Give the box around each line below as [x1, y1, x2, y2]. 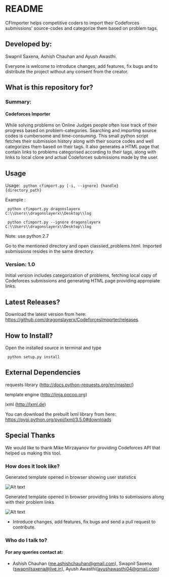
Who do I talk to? [5, 537, 48, 544]
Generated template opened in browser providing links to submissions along [5, 493, 164, 500]
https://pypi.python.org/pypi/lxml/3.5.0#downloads [5, 416, 112, 423]
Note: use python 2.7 [5, 233, 49, 239]
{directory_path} [5, 188, 42, 193]
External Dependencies [5, 368, 81, 377]
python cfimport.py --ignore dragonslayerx [7, 220, 101, 225]
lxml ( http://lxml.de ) [5, 401, 47, 407]
